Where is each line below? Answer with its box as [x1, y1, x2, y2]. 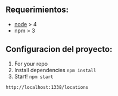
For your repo [14, 60, 48, 67]
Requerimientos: [5, 5, 69, 15]
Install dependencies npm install [14, 66, 97, 73]
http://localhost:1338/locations [5, 84, 89, 90]
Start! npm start [14, 73, 54, 80]
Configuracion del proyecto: [5, 44, 113, 54]
